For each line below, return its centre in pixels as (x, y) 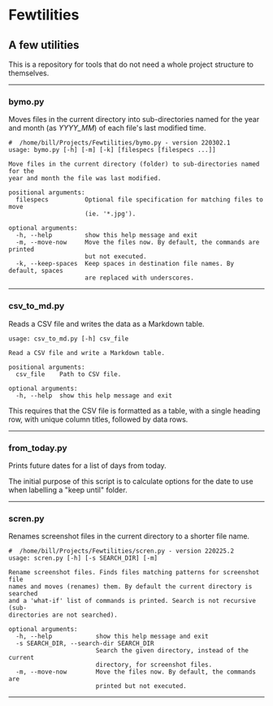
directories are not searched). (63, 615)
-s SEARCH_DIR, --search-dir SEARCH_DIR (85, 643)
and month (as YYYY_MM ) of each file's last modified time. (107, 128)
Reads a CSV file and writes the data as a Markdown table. (106, 323)
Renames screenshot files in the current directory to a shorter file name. (129, 536)
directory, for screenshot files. (154, 665)
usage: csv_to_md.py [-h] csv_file (69, 339)
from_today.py (38, 448)
